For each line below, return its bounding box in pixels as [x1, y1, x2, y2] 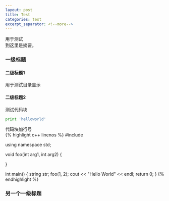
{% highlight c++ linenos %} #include [5, 132, 83, 138]
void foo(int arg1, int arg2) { [5, 152, 62, 158]
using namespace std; [5, 142, 51, 148]
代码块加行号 [5, 126, 32, 132]
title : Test [5, 12, 30, 17]
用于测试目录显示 [5, 82, 41, 88]
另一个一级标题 [5, 190, 42, 197]
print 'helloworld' [5, 117, 46, 122]
